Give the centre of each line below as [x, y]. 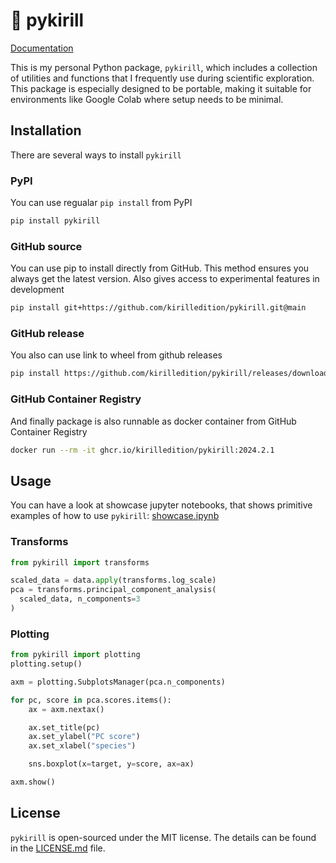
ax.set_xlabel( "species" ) [82, 746]
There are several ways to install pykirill [96, 155]
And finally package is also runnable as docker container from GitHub [153, 421]
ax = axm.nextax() [66, 709]
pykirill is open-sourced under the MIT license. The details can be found [163, 837]
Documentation [42, 48]
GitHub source [46, 246]
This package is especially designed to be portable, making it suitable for [161, 88]
